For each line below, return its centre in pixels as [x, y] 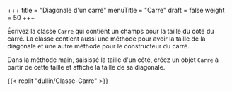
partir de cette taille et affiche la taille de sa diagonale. [86, 67]
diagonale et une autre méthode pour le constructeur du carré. [98, 46]
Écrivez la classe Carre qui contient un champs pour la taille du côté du [111, 31]
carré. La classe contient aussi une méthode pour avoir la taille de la [106, 39]
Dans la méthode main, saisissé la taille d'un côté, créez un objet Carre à [113, 60]
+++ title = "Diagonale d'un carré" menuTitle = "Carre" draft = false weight [116, 10]
